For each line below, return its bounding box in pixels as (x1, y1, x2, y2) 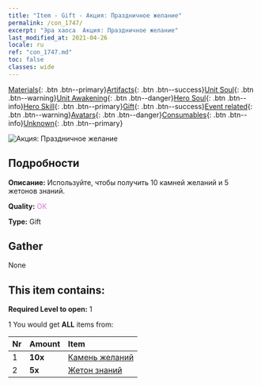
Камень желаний (67, 352, 134, 363)
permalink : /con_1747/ (8, 19, 83, 27)
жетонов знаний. (8, 186, 66, 195)
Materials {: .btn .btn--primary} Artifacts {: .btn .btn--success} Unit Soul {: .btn (8, 85, 255, 94)
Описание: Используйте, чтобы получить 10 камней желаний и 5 (8, 177, 229, 187)
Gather (8, 239, 43, 253)
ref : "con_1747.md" (8, 48, 73, 56)
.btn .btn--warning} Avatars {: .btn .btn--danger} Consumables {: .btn (8, 110, 227, 119)
